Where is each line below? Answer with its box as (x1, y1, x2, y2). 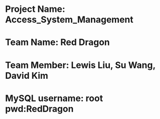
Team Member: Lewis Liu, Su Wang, (5, 59, 156, 70)
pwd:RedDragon (5, 103, 74, 115)
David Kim (5, 70, 49, 81)
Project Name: (5, 3, 66, 15)
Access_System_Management (5, 14, 134, 25)
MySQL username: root (5, 93, 103, 104)
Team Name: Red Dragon (5, 37, 110, 48)
